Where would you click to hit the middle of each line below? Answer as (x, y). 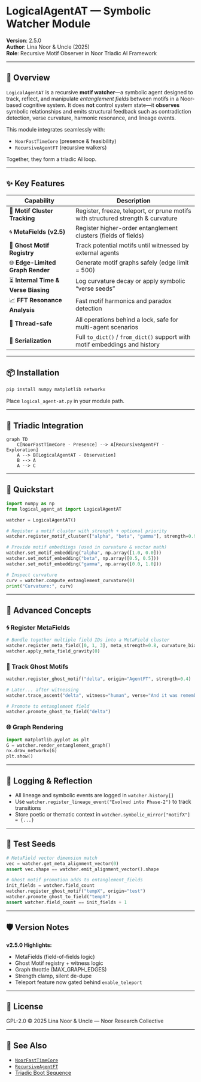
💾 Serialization (31, 341)
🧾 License (25, 1007)
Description (133, 201)
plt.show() (20, 756)
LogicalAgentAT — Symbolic (79, 11)
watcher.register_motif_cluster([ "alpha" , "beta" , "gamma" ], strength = (97, 536)
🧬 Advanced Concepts (49, 610)
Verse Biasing (29, 290)
